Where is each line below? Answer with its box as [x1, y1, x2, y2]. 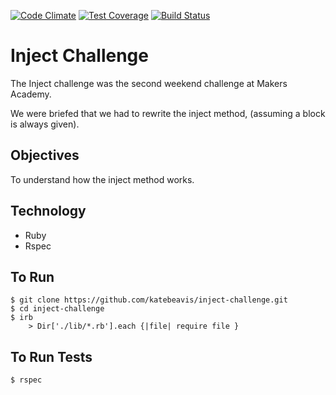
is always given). [10, 118, 80, 130]
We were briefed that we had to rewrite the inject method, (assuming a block [10, 107, 326, 119]
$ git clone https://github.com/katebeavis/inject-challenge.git [10, 295, 288, 305]
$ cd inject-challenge [10, 304, 105, 314]
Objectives [10, 147, 80, 164]
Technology [10, 203, 87, 220]
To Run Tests [10, 348, 93, 365]
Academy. [10, 88, 52, 100]
